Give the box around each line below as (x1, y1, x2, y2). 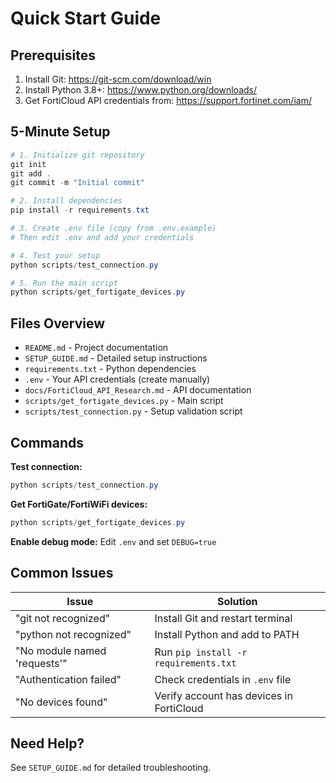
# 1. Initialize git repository (10, 150, 145, 160)
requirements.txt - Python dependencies (24, 363, 197, 375)
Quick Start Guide (10, 7, 162, 30)
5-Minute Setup (10, 123, 111, 141)
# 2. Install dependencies (10, 196, 123, 206)
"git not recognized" (15, 611, 111, 625)
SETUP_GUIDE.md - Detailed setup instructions (24, 352, 208, 364)
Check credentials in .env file (154, 672, 292, 686)
